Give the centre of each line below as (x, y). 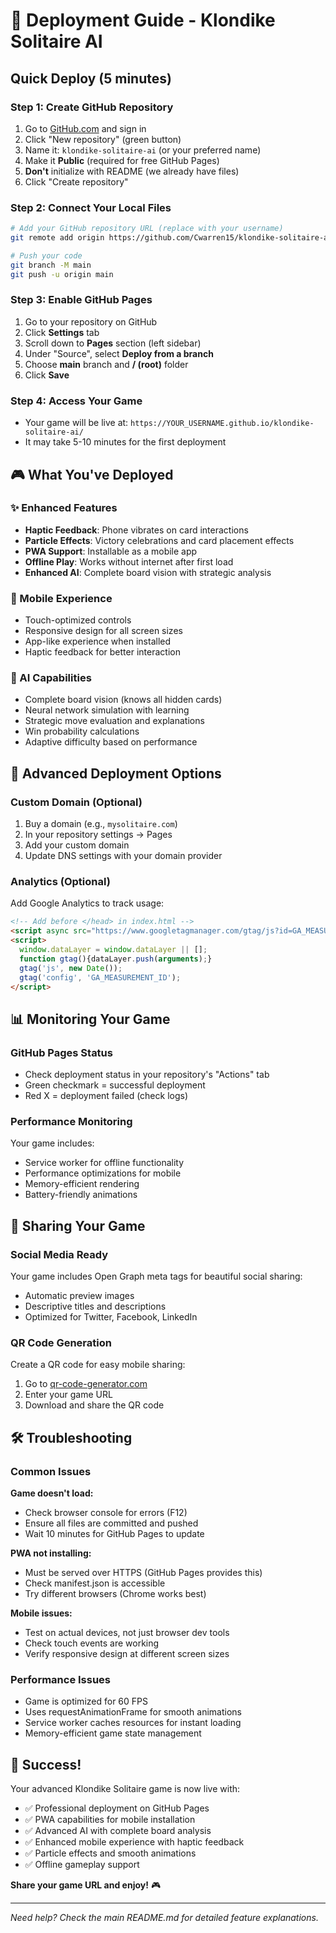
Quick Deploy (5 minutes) (91, 78)
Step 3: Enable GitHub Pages (81, 300)
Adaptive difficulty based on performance (111, 742)
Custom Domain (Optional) (76, 802)
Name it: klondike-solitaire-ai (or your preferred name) (143, 150)
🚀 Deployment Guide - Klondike (143, 20)
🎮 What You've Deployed (92, 474)
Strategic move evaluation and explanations (114, 721)
